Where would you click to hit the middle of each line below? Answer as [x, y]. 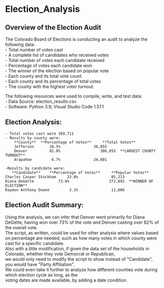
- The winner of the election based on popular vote [57, 71]
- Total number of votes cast [34, 50]
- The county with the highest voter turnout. [50, 87]
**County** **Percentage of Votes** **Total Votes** [75, 142]
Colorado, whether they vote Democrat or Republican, [60, 254]
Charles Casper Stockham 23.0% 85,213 [65, 177]
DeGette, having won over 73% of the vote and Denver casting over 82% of [82, 222]
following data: [20, 45]
